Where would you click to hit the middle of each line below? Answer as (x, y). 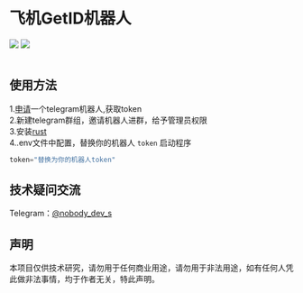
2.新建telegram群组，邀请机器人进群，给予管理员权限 (108, 120)
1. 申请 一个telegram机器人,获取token (76, 108)
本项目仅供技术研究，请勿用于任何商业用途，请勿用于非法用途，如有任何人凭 (151, 268)
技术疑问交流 (45, 190)
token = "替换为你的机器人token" (63, 160)
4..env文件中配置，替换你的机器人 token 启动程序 (101, 142)
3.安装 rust (28, 131)
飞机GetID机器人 (71, 18)
